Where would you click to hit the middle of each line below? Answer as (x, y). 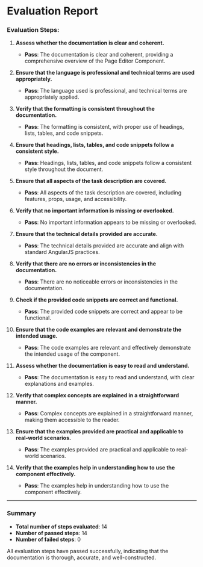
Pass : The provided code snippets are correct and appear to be (104, 312)
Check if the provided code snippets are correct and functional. (97, 300)
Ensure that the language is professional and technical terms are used (105, 73)
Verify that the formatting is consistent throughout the (85, 109)
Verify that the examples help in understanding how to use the (95, 468)
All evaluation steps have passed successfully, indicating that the (88, 551)
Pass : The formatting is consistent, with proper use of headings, (104, 127)
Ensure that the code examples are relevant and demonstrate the (98, 330)
